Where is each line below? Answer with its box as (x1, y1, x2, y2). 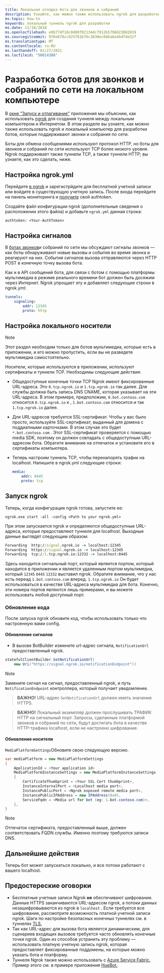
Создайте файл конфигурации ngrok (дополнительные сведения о (5, 203, 143, 209)
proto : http (22, 308, 47, 313)
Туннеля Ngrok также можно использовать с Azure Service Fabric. (12, 957, 151, 963)
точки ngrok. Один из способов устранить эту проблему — (12, 936, 136, 942)
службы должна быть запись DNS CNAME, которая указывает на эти (12, 389, 157, 395)
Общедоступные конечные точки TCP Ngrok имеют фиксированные (12, 378, 155, 384)
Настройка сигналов (5, 231, 72, 240)
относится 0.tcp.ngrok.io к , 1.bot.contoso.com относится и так (12, 399, 144, 405)
